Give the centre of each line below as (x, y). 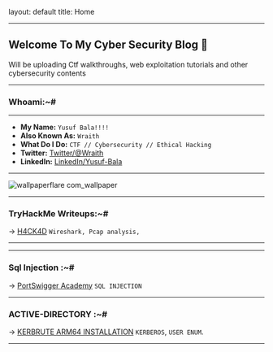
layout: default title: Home (52, 12)
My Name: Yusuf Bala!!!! (65, 127)
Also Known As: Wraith (60, 136)
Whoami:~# (32, 102)
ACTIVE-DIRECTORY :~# (58, 314)
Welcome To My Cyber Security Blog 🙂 (108, 45)
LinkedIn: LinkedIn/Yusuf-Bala (71, 162)
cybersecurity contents (48, 73)
